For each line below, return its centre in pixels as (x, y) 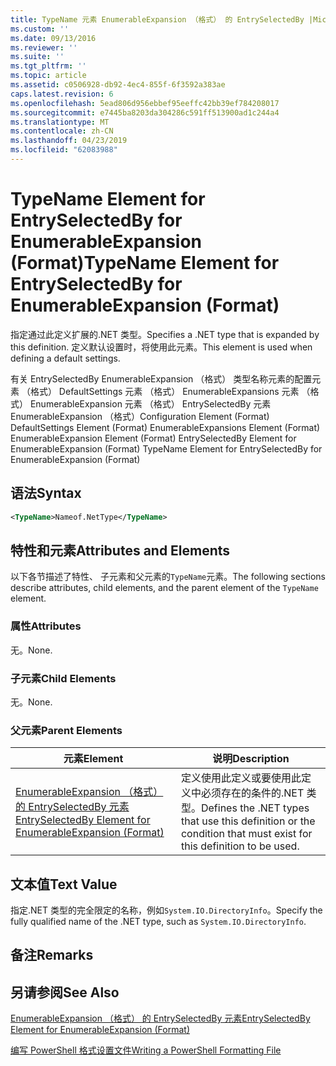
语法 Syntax (46, 493)
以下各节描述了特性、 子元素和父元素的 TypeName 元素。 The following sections (168, 577)
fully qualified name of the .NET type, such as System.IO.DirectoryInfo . (158, 922)
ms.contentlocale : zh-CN (62, 131)
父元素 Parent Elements (66, 730)
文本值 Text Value (64, 884)
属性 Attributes (46, 626)
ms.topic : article (48, 76)
